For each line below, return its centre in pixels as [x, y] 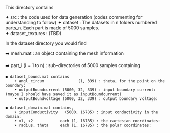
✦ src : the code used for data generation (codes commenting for [74, 17]
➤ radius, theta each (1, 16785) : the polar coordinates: [83, 125]
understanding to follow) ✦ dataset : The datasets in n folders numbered [81, 23]
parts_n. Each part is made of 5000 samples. [52, 28]
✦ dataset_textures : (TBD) [33, 33]
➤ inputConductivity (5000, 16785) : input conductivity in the [86, 112]
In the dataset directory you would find [46, 43]
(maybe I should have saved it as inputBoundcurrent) [64, 94]
